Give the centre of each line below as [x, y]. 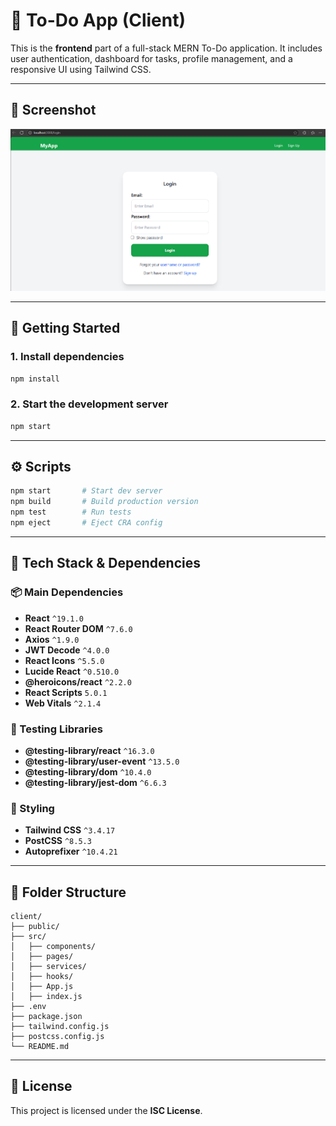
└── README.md [40, 1047]
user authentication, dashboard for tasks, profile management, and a [151, 58]
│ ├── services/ [48, 967]
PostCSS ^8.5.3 [58, 841]
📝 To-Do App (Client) [98, 20]
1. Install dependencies [67, 357]
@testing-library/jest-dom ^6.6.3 [95, 782]
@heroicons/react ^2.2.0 [78, 681]
